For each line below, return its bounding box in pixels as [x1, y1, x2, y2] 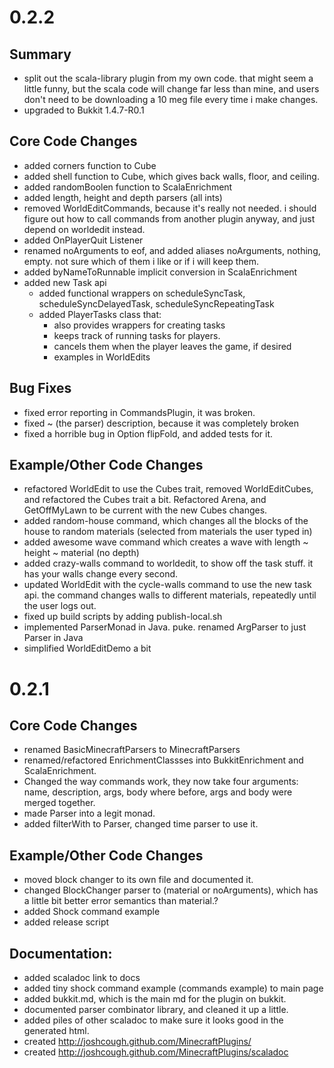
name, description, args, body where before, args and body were [23, 786, 293, 798]
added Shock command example [23, 906, 161, 918]
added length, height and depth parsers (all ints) [23, 191, 223, 203]
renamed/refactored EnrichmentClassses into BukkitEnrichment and [23, 754, 304, 766]
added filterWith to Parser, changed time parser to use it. [23, 818, 259, 830]
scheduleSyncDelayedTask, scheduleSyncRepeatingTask [38, 297, 275, 310]
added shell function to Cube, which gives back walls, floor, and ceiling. [23, 170, 320, 182]
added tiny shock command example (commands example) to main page [23, 982, 324, 995]
